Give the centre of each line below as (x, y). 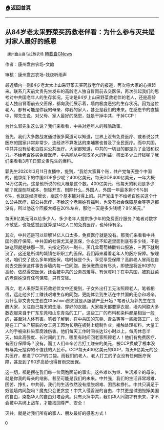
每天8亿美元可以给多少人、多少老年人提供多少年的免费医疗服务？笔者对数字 (81, 218)
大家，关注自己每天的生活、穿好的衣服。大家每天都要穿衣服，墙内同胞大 (82, 307)
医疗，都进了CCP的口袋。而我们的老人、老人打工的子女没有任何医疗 (78, 356)
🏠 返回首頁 (18, 7)
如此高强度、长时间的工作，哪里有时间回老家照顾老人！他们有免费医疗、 (86, 337)
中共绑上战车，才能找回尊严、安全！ (50, 403)
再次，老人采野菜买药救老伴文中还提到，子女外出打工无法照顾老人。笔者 (78, 288)
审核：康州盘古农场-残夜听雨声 (36, 75)
